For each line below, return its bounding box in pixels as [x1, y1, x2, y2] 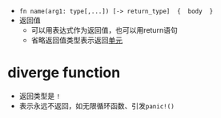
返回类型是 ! [18, 91, 61, 100]
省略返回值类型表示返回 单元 [30, 35, 123, 45]
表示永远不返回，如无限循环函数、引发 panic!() [18, 100, 175, 110]
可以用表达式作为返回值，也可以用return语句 [30, 26, 178, 34]
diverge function [7, 64, 121, 82]
